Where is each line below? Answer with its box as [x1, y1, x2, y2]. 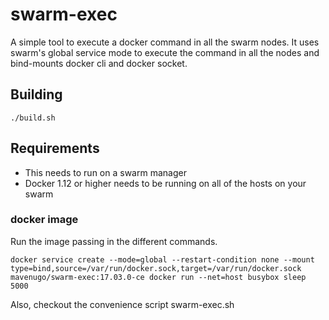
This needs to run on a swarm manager [24, 166, 187, 178]
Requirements [10, 140, 100, 157]
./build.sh [10, 113, 56, 123]
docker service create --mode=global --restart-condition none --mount [10, 254, 315, 265]
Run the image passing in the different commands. [10, 235, 218, 247]
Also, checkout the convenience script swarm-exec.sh [10, 298, 235, 310]
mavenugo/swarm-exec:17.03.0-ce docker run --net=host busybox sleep [10, 272, 307, 282]
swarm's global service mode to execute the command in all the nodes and [10, 46, 320, 58]
